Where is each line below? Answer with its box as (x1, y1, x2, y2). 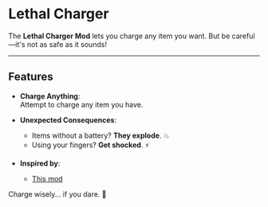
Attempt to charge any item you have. (19, 100, 144, 109)
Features (8, 70, 53, 84)
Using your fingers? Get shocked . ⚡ (31, 140, 150, 150)
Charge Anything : (19, 91, 81, 100)
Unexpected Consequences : (19, 115, 117, 124)
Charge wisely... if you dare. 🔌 (8, 189, 107, 199)
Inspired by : (19, 158, 61, 168)
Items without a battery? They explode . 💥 (31, 131, 170, 140)
